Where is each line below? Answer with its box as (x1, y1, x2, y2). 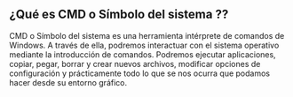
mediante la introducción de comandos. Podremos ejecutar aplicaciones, (9, 48, 277, 60)
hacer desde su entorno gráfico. (9, 77, 127, 87)
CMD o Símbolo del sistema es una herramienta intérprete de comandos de (9, 30, 285, 41)
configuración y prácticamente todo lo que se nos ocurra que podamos (9, 68, 271, 78)
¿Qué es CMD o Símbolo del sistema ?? (9, 7, 229, 22)
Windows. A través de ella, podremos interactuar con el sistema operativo (9, 40, 280, 50)
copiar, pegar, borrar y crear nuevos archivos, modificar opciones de (9, 58, 261, 69)
